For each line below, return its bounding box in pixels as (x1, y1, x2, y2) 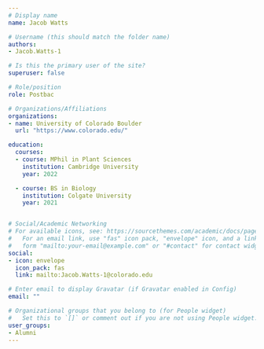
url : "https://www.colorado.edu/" (15, 127, 128, 134)
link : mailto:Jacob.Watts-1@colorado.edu (15, 271, 153, 279)
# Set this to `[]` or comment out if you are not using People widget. (8, 314, 258, 322)
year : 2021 (22, 199, 58, 207)
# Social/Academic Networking (8, 220, 108, 228)
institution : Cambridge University (22, 163, 139, 171)
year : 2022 (22, 170, 58, 178)
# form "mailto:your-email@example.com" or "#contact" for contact (8, 241, 241, 250)
